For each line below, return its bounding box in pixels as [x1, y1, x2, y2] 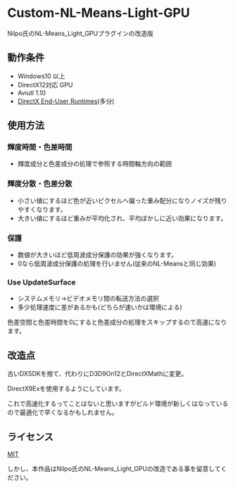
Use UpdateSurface [7, 277, 76, 287]
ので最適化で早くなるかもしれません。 [7, 408, 118, 417]
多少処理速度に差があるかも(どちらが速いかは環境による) [17, 303, 183, 311]
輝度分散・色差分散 [7, 179, 72, 189]
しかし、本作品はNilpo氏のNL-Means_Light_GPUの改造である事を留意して [7, 464, 221, 473]
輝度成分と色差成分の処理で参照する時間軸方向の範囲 [17, 160, 172, 168]
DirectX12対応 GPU [17, 80, 73, 89]
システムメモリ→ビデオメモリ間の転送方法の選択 [17, 294, 160, 303]
